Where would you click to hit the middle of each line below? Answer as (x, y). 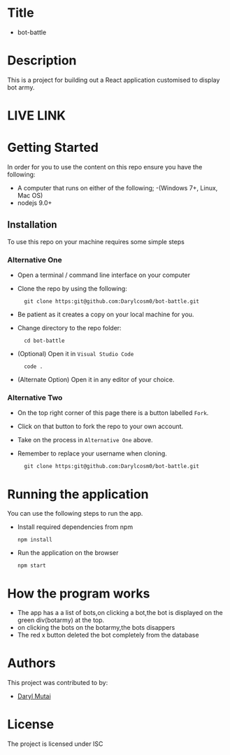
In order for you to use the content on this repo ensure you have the (105, 167)
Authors (31, 663)
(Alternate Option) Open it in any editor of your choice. (96, 380)
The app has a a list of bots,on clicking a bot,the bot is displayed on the (120, 613)
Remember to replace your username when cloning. (92, 453)
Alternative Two (35, 398)
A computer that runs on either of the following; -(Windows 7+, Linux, (117, 188)
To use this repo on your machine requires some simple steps (96, 241)
